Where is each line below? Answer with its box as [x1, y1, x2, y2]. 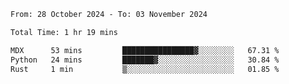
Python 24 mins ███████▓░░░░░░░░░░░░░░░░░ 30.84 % [10, 55, 280, 65]
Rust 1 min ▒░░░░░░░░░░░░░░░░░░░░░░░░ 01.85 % [10, 64, 280, 74]
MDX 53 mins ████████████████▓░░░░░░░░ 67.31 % [10, 45, 280, 55]
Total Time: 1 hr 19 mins [10, 27, 118, 37]
